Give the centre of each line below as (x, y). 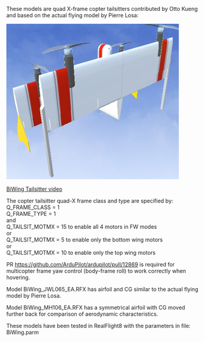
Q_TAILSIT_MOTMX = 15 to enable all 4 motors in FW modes (82, 227)
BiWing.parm (23, 332)
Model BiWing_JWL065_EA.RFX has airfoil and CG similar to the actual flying (102, 289)
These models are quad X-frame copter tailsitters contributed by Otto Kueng (102, 9)
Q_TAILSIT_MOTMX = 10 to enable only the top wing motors (81, 253)
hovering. (18, 277)
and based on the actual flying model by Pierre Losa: (72, 15)
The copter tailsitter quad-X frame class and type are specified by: (90, 201)
